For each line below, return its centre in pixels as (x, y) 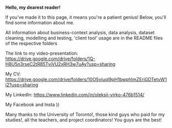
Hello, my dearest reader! (33, 7)
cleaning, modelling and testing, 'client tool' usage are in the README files (84, 38)
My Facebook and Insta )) (33, 105)
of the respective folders (31, 43)
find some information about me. (40, 23)
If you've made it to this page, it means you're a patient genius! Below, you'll (86, 17)
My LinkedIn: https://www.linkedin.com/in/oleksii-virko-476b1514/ (75, 95)
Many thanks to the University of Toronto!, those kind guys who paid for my (85, 114)
